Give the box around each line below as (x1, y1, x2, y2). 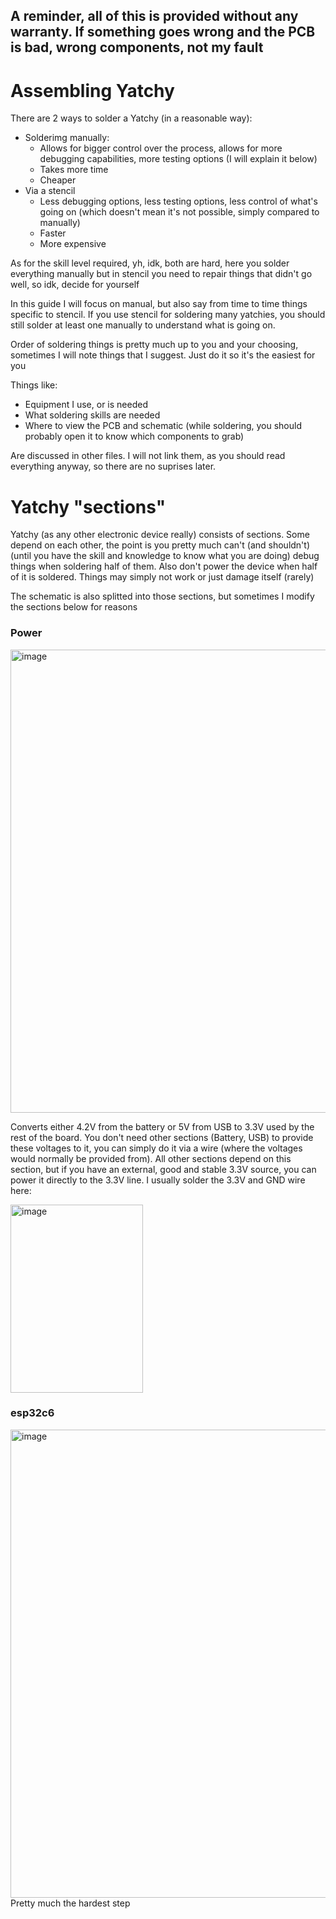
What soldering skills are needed (24, 409, 161, 421)
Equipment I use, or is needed (24, 399, 148, 411)
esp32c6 (10, 1406, 55, 1420)
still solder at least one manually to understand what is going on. (10, 319, 276, 331)
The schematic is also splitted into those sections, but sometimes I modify (10, 590, 315, 603)
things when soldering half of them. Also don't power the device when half (10, 560, 318, 573)
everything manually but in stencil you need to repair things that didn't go (10, 268, 313, 280)
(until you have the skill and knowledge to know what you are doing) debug (10, 550, 320, 562)
